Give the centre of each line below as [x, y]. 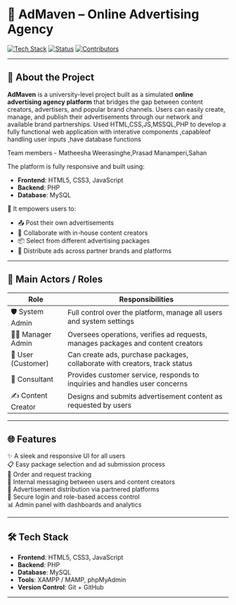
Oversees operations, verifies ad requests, [138, 334]
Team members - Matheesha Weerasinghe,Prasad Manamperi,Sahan [107, 152]
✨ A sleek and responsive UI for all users [66, 456]
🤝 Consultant [32, 379]
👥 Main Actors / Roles [55, 279]
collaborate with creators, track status [130, 363]
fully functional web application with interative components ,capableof [109, 131]
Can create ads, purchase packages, [128, 354]
